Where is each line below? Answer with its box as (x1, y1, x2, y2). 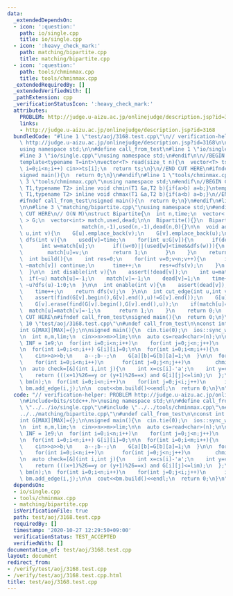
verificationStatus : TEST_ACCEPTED (13, 533, 116, 540)
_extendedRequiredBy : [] (13, 81, 85, 88)
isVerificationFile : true (13, 508, 89, 515)
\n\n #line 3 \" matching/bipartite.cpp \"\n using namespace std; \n (19, 204, 213, 211)
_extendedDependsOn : (13, 17, 73, 24)
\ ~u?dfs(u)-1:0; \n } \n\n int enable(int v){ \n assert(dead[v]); (19, 281, 228, 288)
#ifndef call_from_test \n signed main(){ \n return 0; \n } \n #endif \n (19, 197, 218, 205)
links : (19, 119, 39, 127)
